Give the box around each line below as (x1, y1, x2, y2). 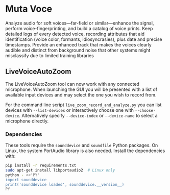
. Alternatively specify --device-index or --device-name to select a (18, 112, 158, 118)
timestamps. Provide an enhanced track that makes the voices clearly (5, 41, 152, 47)
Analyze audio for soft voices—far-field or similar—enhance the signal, (5, 20, 154, 26)
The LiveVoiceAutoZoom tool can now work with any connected (5, 81, 139, 87)
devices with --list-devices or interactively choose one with (5, 107, 134, 113)
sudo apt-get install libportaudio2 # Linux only (5, 167, 115, 173)
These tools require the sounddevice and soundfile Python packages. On (5, 142, 158, 149)
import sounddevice (5, 177, 47, 182)
